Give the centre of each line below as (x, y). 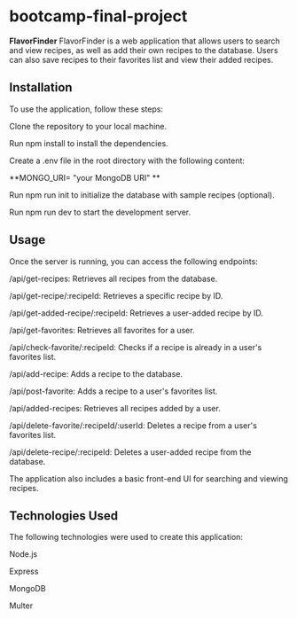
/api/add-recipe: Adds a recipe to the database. (96, 373)
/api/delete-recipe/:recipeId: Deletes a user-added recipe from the (130, 452)
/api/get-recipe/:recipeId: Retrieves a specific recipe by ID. (116, 295)
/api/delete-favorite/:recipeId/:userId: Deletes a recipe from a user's (133, 425)
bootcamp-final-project (98, 16)
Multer (21, 606)
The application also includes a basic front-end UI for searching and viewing (148, 478)
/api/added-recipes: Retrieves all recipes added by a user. (115, 408)
